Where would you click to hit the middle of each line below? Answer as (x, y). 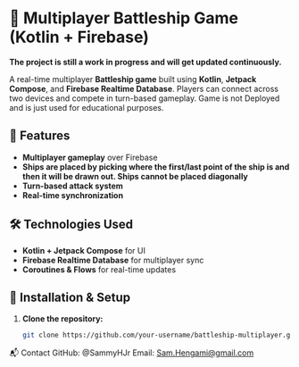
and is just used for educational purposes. (87, 107)
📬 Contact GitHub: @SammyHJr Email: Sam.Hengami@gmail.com (132, 353)
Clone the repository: (62, 319)
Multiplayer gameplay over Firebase (90, 157)
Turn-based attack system (72, 186)
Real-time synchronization (72, 195)
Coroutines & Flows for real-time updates (99, 269)
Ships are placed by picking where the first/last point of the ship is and (156, 167)
